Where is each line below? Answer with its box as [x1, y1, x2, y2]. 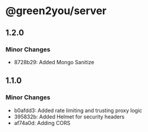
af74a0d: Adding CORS [14, 119, 71, 126]
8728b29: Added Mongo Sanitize [14, 58, 95, 65]
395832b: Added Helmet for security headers [14, 113, 125, 120]
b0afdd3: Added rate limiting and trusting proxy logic [14, 107, 142, 114]
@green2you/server [5, 4, 107, 18]
